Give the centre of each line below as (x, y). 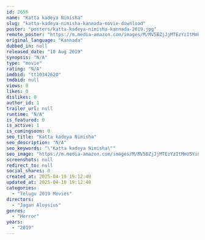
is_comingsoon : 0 (28, 131)
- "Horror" (26, 216)
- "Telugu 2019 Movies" (42, 194)
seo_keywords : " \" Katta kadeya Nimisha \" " (61, 148)
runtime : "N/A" (26, 114)
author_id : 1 (23, 103)
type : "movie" (24, 63)
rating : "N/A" (24, 69)
